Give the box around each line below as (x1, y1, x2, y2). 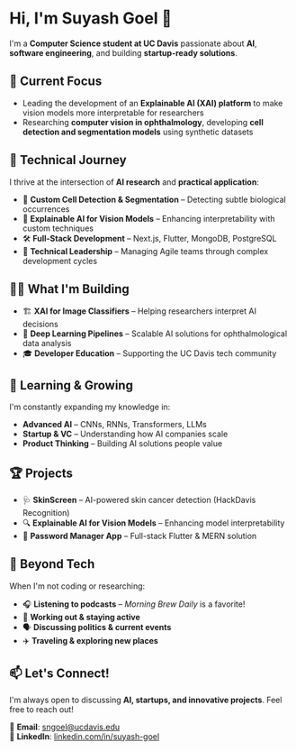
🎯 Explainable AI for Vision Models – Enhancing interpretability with (22, 213, 276, 224)
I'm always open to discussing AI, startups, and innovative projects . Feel (9, 694, 283, 705)
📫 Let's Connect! (9, 666, 110, 682)
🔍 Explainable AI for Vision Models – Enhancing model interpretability (22, 517, 285, 528)
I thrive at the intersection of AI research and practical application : (9, 176, 259, 188)
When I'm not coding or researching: (9, 581, 146, 591)
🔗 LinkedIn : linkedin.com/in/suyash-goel (9, 730, 160, 742)
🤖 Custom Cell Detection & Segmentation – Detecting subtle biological (22, 194, 286, 205)
